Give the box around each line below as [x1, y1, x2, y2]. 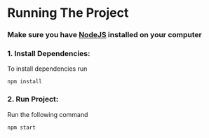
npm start [7, 124, 36, 131]
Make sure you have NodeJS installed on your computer [7, 30, 202, 40]
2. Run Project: [7, 95, 59, 104]
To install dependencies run [7, 64, 88, 73]
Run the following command [7, 110, 88, 118]
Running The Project [7, 5, 129, 21]
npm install [7, 78, 42, 85]
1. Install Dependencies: [7, 49, 90, 59]
